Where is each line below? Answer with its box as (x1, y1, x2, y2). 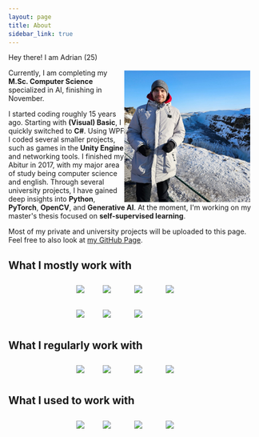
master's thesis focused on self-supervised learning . (8, 211, 186, 221)
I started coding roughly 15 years (8, 109, 117, 119)
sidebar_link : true (8, 30, 74, 38)
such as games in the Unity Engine (8, 143, 124, 153)
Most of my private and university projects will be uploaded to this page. (8, 227, 247, 236)
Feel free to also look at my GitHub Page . (8, 235, 143, 245)
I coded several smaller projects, (8, 134, 116, 144)
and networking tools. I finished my (8, 152, 124, 162)
